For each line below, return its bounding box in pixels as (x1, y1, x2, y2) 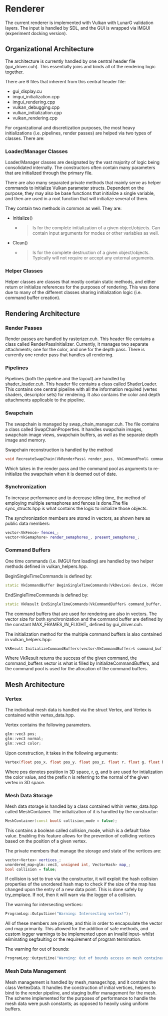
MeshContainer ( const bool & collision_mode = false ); (5, 818, 117, 823)
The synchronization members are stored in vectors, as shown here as (5, 515, 150, 521)
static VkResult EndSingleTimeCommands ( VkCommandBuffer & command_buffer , (5, 602, 162, 607)
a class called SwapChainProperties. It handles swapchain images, (5, 426, 143, 432)
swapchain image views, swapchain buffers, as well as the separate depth (5, 431, 158, 438)
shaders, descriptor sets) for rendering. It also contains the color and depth (5, 392, 160, 398)
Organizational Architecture (5, 45, 94, 53)
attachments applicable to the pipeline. (5, 397, 85, 403)
